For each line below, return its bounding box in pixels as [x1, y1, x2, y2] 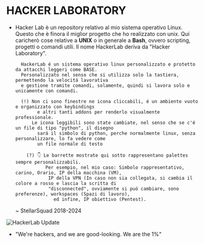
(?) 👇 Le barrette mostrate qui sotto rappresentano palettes [26, 152, 189, 158]
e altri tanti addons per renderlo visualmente [37, 109, 160, 115]
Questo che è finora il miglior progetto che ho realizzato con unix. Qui [15, 30, 190, 37]
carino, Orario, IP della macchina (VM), [15, 169, 122, 176]
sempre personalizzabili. [15, 159, 81, 165]
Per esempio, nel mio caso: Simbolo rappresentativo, [45, 164, 185, 171]
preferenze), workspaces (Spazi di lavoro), [15, 191, 130, 197]
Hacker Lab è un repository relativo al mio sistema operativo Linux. [15, 24, 183, 31]
